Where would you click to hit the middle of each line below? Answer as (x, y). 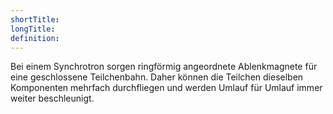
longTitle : (33, 29)
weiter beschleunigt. (52, 98)
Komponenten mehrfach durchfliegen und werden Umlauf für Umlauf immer (166, 88)
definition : (35, 38)
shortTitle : (35, 19)
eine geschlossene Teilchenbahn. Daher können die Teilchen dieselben (157, 77)
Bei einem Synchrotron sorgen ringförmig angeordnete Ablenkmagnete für (164, 67)
